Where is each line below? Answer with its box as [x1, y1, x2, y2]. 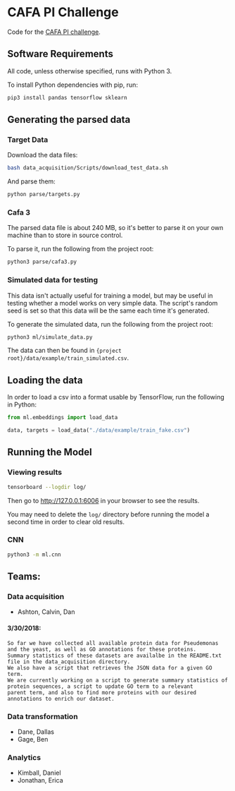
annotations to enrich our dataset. [7, 695, 115, 702]
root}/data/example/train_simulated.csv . [7, 354, 129, 362]
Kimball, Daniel [17, 768, 61, 777]
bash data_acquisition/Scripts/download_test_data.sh [7, 164, 169, 171]
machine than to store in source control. [7, 231, 123, 240]
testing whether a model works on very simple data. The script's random [7, 298, 218, 307]
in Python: [7, 400, 37, 409]
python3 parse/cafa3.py [7, 258, 77, 265]
